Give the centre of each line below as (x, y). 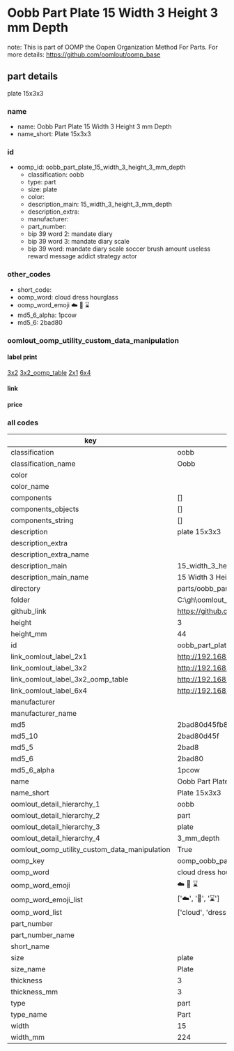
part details (33, 76)
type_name (29, 1015)
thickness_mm (34, 992)
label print (22, 357)
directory (25, 589)
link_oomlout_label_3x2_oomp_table (70, 679)
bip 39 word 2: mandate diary (70, 234)
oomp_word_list (37, 913)
